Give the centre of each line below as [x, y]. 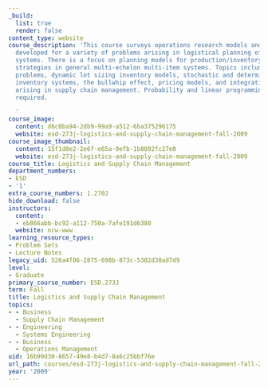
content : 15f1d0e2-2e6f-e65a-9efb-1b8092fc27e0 [96, 148]
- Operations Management [57, 349]
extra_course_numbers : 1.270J [59, 193]
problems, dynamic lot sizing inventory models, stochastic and [124, 75]
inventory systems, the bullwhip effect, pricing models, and [121, 82]
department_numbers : [43, 171]
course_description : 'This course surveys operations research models [128, 46]
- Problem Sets [33, 245]
